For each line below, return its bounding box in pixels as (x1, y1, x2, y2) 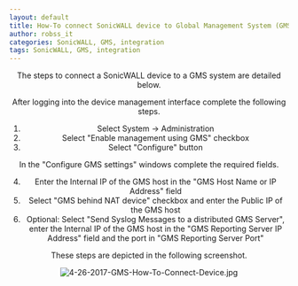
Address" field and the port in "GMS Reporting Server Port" (47, 233, 264, 243)
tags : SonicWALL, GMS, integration (9, 46, 141, 55)
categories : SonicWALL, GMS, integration (9, 37, 165, 47)
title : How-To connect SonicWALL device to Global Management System (9, 21, 272, 30)
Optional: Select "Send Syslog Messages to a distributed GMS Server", (26, 214, 286, 225)
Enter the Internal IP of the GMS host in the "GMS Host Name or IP (35, 176, 277, 187)
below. (137, 80, 161, 90)
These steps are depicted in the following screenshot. (51, 250, 247, 261)
